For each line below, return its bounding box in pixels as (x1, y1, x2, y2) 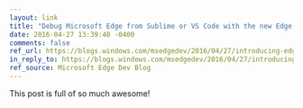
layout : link (9, 13, 59, 22)
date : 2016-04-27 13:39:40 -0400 (9, 30, 135, 39)
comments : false (9, 38, 70, 48)
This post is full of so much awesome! (9, 87, 151, 99)
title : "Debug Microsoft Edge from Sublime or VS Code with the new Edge (9, 22, 293, 31)
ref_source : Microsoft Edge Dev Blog (9, 64, 151, 73)
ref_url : (9, 47, 42, 56)
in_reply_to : (9, 55, 59, 64)
